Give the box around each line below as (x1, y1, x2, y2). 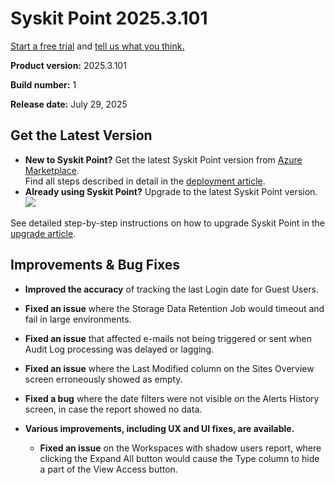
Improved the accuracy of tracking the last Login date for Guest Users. (24, 283, 319, 295)
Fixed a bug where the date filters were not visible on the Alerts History (24, 392, 320, 404)
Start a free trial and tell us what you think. (10, 40, 185, 52)
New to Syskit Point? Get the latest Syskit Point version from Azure (24, 153, 303, 166)
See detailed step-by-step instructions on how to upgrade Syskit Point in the (10, 217, 325, 229)
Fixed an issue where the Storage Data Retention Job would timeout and (24, 302, 325, 314)
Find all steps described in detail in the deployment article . (24, 175, 266, 187)
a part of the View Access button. (39, 463, 178, 475)
